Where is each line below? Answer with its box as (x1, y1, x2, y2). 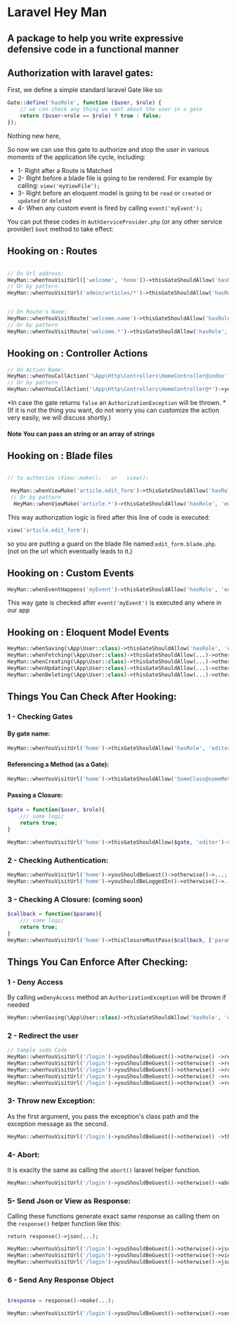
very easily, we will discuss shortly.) (7, 413, 111, 422)
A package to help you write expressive (7, 32, 184, 44)
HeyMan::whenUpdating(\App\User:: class (7, 664, 124, 671)
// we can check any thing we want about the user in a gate (20, 106, 202, 113)
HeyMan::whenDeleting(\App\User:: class (7, 671, 124, 679)
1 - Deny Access (7, 977, 63, 986)
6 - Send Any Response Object (7, 1275, 114, 1285)
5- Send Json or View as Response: (7, 1196, 131, 1206)
